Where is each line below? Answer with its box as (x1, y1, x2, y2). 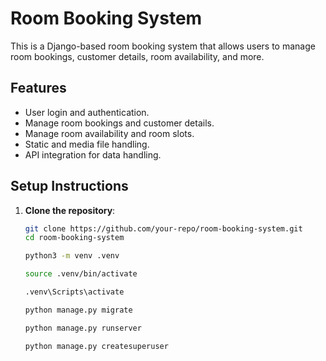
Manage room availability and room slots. (24, 127, 195, 139)
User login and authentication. (24, 106, 150, 118)
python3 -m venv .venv (24, 251, 120, 261)
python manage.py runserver (24, 323, 142, 333)
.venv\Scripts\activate (24, 287, 125, 297)
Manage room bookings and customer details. (24, 117, 215, 129)
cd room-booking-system (24, 233, 125, 243)
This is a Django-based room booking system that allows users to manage (10, 40, 316, 52)
